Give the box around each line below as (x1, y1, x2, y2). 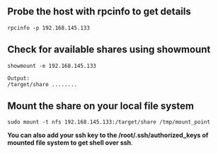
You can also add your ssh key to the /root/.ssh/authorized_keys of (7, 131, 209, 140)
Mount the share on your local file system (7, 100, 195, 112)
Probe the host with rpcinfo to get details (7, 6, 191, 18)
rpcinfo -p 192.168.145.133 (7, 24, 91, 31)
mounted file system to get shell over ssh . (7, 138, 133, 147)
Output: (7, 74, 30, 82)
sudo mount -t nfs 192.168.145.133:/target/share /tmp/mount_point (7, 119, 211, 126)
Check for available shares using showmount (7, 44, 211, 56)
